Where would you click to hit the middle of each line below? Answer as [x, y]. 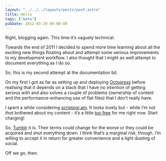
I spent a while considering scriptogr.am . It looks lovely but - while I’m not [80, 107]
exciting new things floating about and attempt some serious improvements [82, 53]
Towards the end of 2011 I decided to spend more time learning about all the [83, 47]
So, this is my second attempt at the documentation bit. [61, 73]
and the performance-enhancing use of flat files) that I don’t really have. [79, 98]
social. [12, 144]
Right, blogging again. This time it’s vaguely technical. [60, 38]
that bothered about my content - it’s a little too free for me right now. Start [81, 113]
